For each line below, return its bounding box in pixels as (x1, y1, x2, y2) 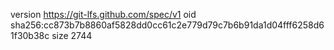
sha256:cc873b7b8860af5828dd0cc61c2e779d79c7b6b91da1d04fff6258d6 (10, 19, 325, 31)
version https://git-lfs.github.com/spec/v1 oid (10, 9, 197, 20)
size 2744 (51, 30, 93, 41)
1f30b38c (10, 30, 50, 41)
